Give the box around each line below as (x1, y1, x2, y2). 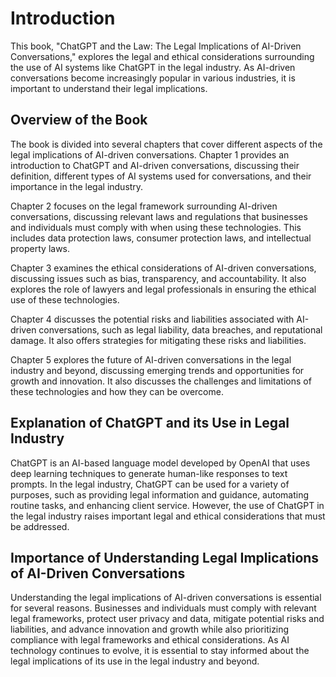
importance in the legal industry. (10, 180, 144, 192)
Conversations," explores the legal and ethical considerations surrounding (10, 50, 315, 62)
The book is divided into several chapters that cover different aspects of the (10, 138, 323, 150)
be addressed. (10, 520, 70, 532)
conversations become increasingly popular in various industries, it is (10, 72, 296, 84)
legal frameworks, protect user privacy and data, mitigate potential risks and (10, 613, 325, 625)
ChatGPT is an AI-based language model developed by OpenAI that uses (10, 457, 311, 469)
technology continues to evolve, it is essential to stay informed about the (10, 645, 310, 657)
